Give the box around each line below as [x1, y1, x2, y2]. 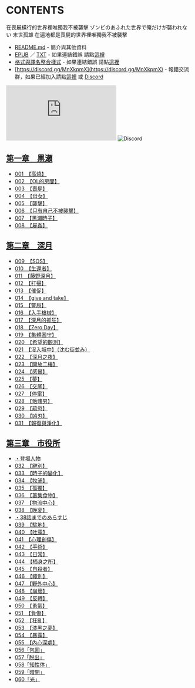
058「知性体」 [14, 661, 51, 669]
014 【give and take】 [14, 294, 69, 301]
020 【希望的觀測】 [14, 338, 63, 345]
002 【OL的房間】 [14, 177, 60, 184]
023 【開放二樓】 [14, 360, 58, 368]
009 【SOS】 [14, 257, 48, 264]
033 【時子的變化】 [14, 469, 63, 477]
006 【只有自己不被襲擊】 [14, 207, 79, 214]
